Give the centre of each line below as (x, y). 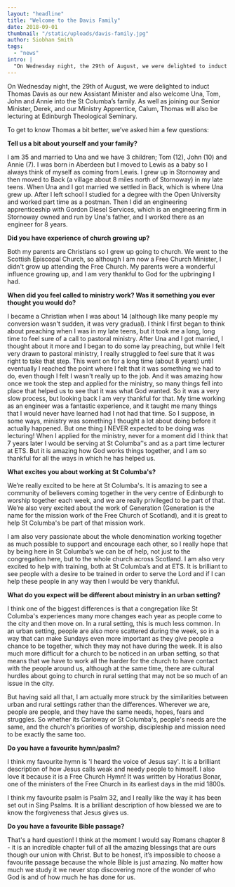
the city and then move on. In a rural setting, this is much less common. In (114, 623)
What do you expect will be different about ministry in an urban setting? (114, 594)
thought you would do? (42, 302)
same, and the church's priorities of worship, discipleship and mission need (116, 727)
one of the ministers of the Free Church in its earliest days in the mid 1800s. (116, 784)
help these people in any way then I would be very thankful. (94, 581)
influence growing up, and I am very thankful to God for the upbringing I (111, 274)
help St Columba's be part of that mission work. (76, 523)
